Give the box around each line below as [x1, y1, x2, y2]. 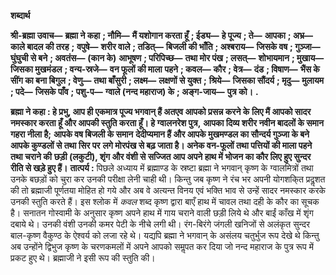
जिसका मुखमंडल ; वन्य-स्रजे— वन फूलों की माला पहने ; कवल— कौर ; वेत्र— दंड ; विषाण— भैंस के [10, 63, 320, 75]
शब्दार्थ [10, 10, 31, 21]
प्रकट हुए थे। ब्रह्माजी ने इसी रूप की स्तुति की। [10, 252, 156, 264]
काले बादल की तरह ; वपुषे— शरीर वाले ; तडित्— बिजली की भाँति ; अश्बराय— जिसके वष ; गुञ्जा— [10, 41, 321, 52]
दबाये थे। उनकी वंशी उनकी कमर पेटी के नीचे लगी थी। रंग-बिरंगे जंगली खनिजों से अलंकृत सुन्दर [10, 218, 311, 230]
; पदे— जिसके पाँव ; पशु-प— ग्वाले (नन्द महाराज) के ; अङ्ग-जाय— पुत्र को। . [10, 86, 259, 97]
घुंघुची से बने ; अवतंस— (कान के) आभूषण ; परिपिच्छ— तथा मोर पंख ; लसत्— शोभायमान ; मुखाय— [10, 52, 325, 64]
